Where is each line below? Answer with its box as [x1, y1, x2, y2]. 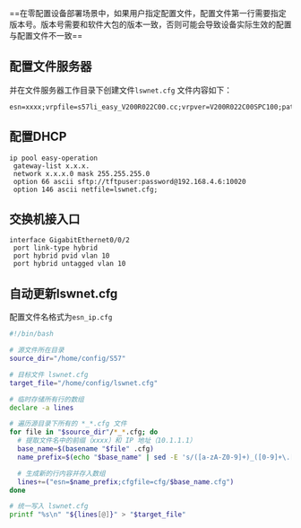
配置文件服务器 [9, 59, 92, 75]
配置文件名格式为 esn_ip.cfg [9, 312, 113, 322]
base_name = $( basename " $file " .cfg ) [17, 444, 154, 453]
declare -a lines [9, 403, 74, 412]
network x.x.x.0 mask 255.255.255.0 [13, 169, 150, 178]
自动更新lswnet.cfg [9, 286, 118, 301]
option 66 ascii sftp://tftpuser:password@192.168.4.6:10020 [13, 177, 246, 186]
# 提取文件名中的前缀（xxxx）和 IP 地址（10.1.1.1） [17, 436, 197, 445]
